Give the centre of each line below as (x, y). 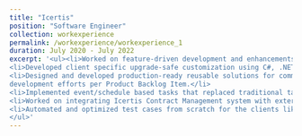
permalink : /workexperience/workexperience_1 (96, 42)
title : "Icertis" (42, 17)
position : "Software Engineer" (68, 26)
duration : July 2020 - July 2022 (72, 51)
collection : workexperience (62, 34)
